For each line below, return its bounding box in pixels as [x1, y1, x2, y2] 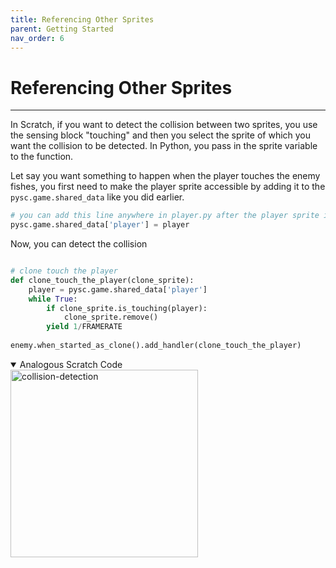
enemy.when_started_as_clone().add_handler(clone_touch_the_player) [10, 341, 302, 351]
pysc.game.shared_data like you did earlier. [10, 191, 185, 203]
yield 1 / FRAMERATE [46, 322, 123, 332]
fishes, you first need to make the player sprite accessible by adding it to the [10, 181, 326, 193]
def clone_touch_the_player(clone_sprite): [10, 275, 195, 285]
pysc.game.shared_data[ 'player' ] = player [10, 220, 190, 230]
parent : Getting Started [10, 24, 114, 34]
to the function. [10, 151, 74, 163]
